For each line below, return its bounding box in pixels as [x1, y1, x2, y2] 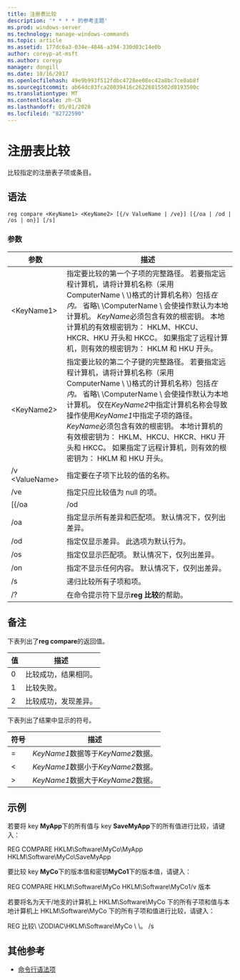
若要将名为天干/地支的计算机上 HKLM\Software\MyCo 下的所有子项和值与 [7, 898, 224, 906]
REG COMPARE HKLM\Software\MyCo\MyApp [7, 845, 144, 854]
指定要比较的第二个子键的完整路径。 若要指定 [66, 356, 219, 366]
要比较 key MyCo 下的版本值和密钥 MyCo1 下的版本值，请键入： [7, 867, 191, 876]
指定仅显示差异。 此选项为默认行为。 [66, 536, 191, 546]
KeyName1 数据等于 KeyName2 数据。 [32, 748, 158, 758]
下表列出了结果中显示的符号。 [7, 716, 95, 724]
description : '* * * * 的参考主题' [7, 17, 109, 24]
